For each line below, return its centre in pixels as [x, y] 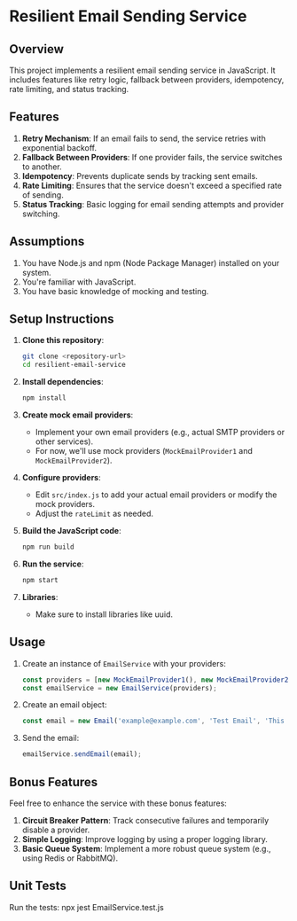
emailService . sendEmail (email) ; [82, 754]
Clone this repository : [63, 340]
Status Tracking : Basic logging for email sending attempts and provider [153, 204]
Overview [37, 49]
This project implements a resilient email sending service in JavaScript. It [143, 70]
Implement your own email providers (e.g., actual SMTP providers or [160, 433]
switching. [41, 214]
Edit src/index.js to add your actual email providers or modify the [156, 495]
